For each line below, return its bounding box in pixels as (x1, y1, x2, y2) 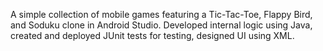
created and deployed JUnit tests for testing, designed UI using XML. (10, 30, 295, 41)
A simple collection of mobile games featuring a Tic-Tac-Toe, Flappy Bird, (10, 9, 313, 20)
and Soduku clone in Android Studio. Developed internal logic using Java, (10, 19, 313, 31)
